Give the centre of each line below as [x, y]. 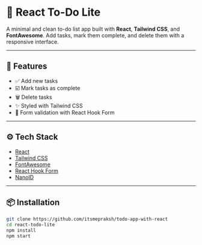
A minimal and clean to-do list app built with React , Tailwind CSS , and [93, 29]
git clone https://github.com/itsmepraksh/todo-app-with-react [87, 219]
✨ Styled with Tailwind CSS [49, 105]
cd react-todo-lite [31, 225]
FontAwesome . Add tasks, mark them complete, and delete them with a [95, 35]
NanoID [24, 177]
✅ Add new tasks [36, 81]
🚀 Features [27, 67]
